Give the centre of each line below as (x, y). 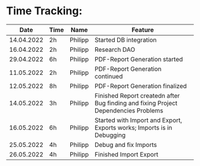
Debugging (110, 135)
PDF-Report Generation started (139, 59)
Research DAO (115, 49)
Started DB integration (126, 40)
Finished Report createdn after (137, 95)
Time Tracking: (44, 11)
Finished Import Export (126, 154)
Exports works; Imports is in (133, 127)
